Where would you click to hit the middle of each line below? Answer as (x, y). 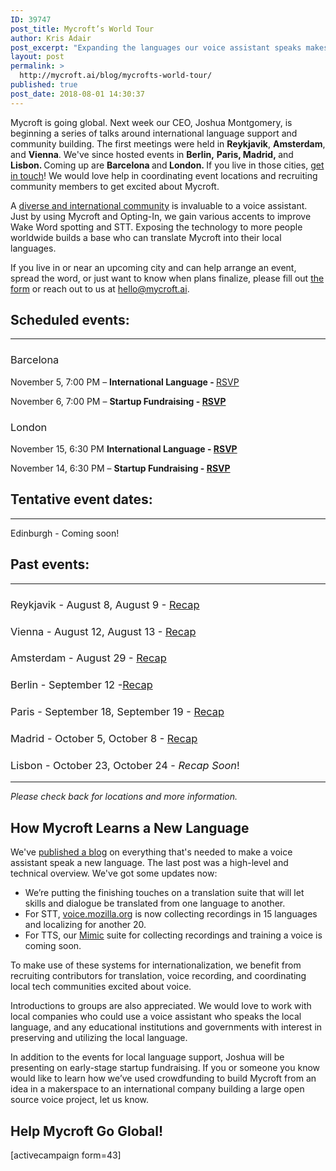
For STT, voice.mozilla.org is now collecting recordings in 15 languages (171, 914)
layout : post (37, 57)
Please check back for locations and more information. (124, 797)
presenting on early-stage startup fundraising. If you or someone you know (165, 1068)
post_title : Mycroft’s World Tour (82, 29)
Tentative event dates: (81, 499)
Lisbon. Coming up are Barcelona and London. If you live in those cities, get (167, 165)
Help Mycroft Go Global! (86, 1131)
